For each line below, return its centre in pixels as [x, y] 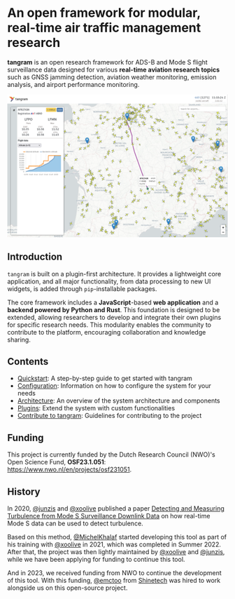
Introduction [35, 257]
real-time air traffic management [104, 28]
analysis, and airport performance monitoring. [73, 84]
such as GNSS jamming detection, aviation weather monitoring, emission [112, 77]
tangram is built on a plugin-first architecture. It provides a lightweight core [114, 274]
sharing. [19, 339]
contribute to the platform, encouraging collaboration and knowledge [107, 332]
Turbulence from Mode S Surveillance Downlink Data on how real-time [109, 516]
